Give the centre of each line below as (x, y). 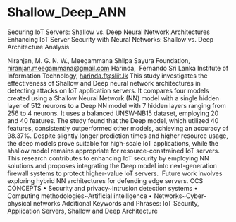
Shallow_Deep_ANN (67, 12)
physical (19, 203)
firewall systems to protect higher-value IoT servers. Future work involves (115, 173)
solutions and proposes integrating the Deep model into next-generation (112, 165)
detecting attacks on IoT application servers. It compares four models (108, 90)
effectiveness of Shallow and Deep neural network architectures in (104, 83)
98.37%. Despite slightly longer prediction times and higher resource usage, (118, 136)
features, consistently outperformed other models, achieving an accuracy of (118, 128)
